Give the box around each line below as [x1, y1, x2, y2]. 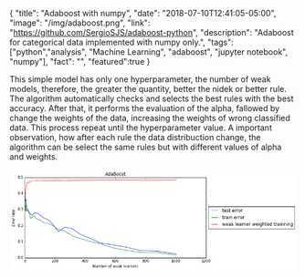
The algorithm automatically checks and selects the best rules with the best [9, 93, 294, 104]
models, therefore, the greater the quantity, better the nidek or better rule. [9, 84, 288, 94]
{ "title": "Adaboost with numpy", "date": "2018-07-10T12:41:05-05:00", [9, 8, 277, 18]
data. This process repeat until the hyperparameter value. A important [9, 122, 272, 133]
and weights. [9, 151, 58, 162]
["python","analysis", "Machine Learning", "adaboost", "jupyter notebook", [9, 46, 289, 57]
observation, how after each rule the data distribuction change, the [9, 132, 262, 142]
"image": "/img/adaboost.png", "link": [9, 17, 151, 28]
